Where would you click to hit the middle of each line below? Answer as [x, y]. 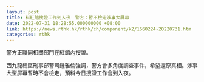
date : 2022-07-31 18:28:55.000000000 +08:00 [63, 23]
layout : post [23, 12]
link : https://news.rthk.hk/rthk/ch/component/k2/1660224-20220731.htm [99, 29]
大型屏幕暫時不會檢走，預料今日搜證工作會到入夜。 [70, 73]
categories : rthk [28, 35]
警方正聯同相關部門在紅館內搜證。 [49, 53]
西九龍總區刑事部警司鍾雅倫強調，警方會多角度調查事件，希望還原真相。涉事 [102, 66]
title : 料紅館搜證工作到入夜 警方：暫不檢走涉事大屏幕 [68, 18]
